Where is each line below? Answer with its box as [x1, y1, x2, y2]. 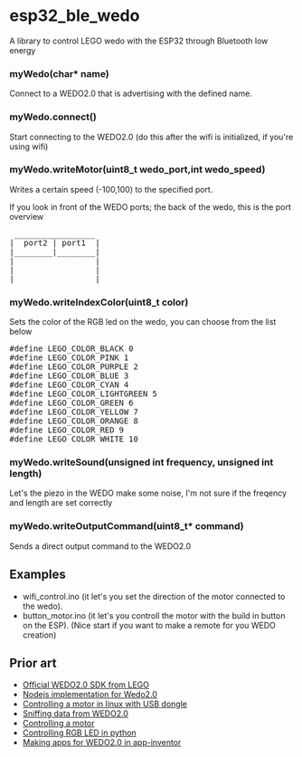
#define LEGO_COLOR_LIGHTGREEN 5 [9, 389, 158, 399]
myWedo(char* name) [9, 67, 110, 80]
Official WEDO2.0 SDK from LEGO [22, 679, 150, 690]
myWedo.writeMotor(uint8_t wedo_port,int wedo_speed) [9, 164, 266, 176]
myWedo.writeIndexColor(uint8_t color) [9, 296, 189, 308]
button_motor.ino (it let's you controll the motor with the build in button [22, 610, 286, 620]
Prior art [9, 655, 57, 670]
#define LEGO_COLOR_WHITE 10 [9, 434, 138, 444]
